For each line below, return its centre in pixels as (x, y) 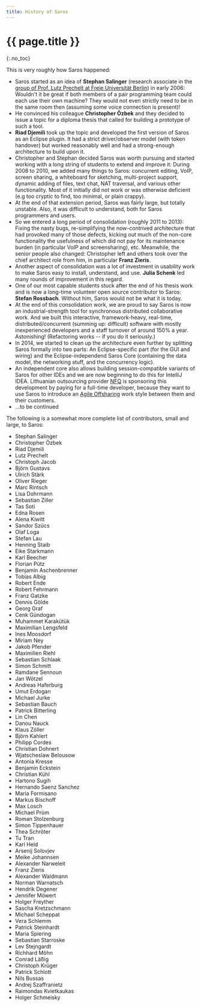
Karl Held (26, 844)
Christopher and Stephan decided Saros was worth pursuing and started (105, 158)
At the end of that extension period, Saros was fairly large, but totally (100, 202)
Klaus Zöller (30, 729)
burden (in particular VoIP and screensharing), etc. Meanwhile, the (97, 247)
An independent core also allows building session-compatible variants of (105, 368)
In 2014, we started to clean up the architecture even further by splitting (103, 343)
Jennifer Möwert (35, 895)
